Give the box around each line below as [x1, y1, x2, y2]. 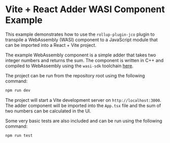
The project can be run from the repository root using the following [5, 72, 145, 78]
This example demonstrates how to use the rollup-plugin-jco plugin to [5, 31, 155, 37]
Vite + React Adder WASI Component [5, 4, 165, 15]
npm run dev [5, 88, 30, 93]
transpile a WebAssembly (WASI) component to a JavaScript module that [5, 37, 158, 43]
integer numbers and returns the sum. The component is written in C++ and [5, 57, 164, 63]
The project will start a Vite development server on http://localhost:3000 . [5, 97, 161, 103]
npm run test [5, 133, 33, 138]
